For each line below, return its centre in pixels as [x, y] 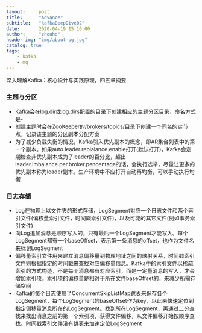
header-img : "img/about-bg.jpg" [47, 40]
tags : [13, 51]
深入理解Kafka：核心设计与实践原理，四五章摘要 [66, 80]
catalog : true [24, 46]
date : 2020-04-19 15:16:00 [48, 29]
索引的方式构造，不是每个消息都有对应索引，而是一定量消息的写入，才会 [105, 271]
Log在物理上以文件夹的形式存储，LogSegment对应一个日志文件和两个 [102, 211]
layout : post [28, 12]
